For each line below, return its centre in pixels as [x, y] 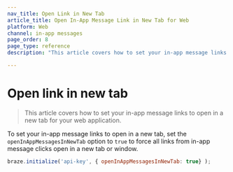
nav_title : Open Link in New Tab [56, 14]
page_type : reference [39, 46]
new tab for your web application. [73, 120]
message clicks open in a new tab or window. [73, 148]
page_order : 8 [28, 40]
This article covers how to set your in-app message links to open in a [124, 113]
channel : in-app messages [45, 33]
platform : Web [28, 27]
